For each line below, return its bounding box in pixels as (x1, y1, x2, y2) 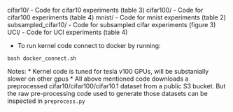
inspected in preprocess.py (7, 97, 85, 105)
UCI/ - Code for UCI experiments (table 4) (7, 28, 128, 36)
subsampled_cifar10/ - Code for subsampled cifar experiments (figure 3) (7, 21, 216, 29)
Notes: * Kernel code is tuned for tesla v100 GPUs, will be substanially (7, 67, 209, 75)
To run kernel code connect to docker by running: (17, 42, 161, 49)
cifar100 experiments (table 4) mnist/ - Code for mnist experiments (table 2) (7, 13, 226, 22)
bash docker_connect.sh (7, 55, 77, 62)
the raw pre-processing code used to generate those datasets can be (7, 90, 208, 97)
